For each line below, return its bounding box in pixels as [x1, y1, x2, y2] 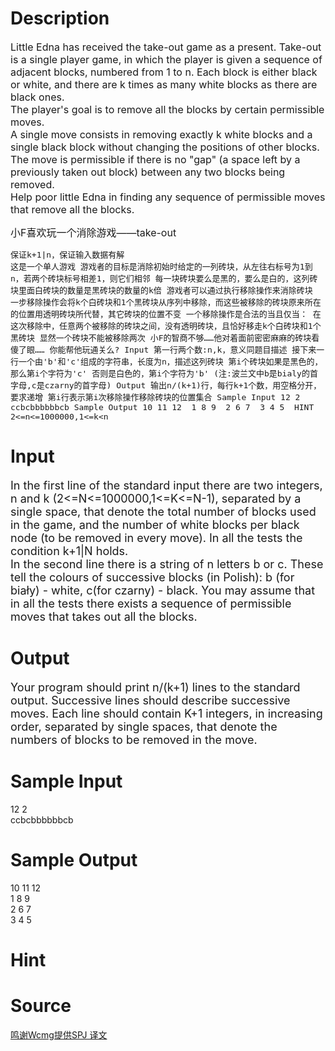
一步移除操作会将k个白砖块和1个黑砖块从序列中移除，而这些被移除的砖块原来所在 [10, 297, 322, 307]
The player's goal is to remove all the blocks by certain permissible [10, 102, 325, 116]
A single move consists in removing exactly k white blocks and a [10, 127, 313, 141]
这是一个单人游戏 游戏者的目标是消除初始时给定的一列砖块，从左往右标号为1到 [10, 261, 313, 272]
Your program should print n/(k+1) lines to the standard [10, 680, 301, 694]
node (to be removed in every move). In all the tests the [10, 530, 303, 545]
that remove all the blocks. [10, 202, 135, 216]
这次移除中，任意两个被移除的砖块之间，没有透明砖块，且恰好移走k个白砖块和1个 [10, 320, 322, 331]
